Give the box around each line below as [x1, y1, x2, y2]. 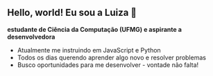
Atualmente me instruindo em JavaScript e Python [17, 46, 161, 54]
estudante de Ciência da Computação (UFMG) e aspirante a [7, 25, 182, 33]
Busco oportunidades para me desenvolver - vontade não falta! [17, 60, 199, 69]
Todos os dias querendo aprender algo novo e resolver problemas [17, 53, 207, 61]
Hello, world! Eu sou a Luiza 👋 [7, 7, 137, 19]
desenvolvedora [7, 32, 56, 41]
